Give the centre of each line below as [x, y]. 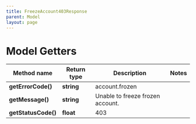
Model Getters [41, 51]
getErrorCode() [31, 87]
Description [130, 73]
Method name [32, 73]
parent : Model [23, 17]
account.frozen [116, 87]
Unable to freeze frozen [128, 96]
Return [76, 69]
